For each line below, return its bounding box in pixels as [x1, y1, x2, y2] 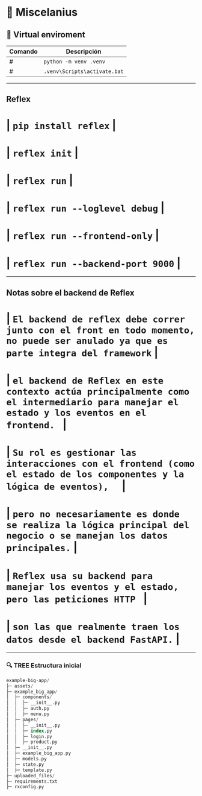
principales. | [6, 541, 78, 554]
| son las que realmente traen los [6, 619, 180, 633]
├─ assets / [6, 683, 34, 689]
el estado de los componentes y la [6, 469, 185, 480]
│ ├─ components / [6, 694, 52, 700]
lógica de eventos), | [6, 479, 126, 493]
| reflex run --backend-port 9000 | [6, 256, 181, 270]
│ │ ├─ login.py [6, 733, 52, 739]
